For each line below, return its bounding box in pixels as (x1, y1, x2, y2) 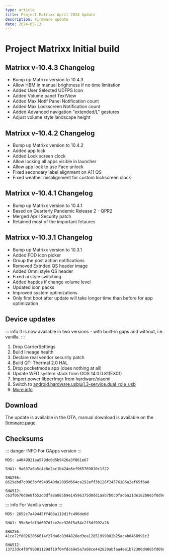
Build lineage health (12, 349, 54, 355)
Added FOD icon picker (12, 252, 61, 258)
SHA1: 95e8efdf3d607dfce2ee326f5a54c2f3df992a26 (5, 521, 109, 526)
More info (12, 386, 33, 392)
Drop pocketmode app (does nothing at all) (12, 365, 102, 371)
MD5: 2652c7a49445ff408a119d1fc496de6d (5, 512, 89, 517)
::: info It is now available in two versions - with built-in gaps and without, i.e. (5, 328, 164, 334)
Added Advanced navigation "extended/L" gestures (12, 109, 120, 115)
